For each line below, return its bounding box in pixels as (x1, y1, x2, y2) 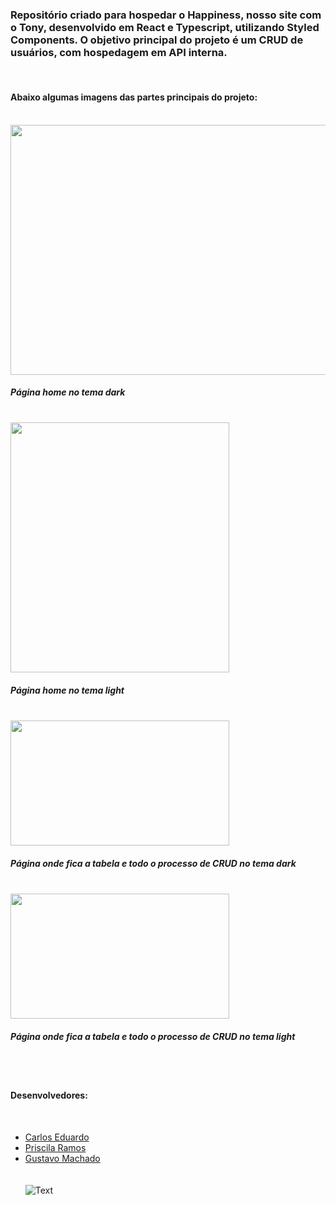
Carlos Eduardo (24, 1131, 90, 1143)
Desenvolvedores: (10, 1089, 88, 1101)
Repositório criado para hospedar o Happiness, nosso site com (10, 8, 322, 22)
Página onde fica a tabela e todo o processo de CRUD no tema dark (10, 858, 297, 870)
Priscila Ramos (24, 1141, 87, 1153)
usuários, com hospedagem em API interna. (10, 45, 228, 59)
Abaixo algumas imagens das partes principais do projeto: (10, 91, 258, 103)
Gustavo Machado (24, 1152, 101, 1164)
